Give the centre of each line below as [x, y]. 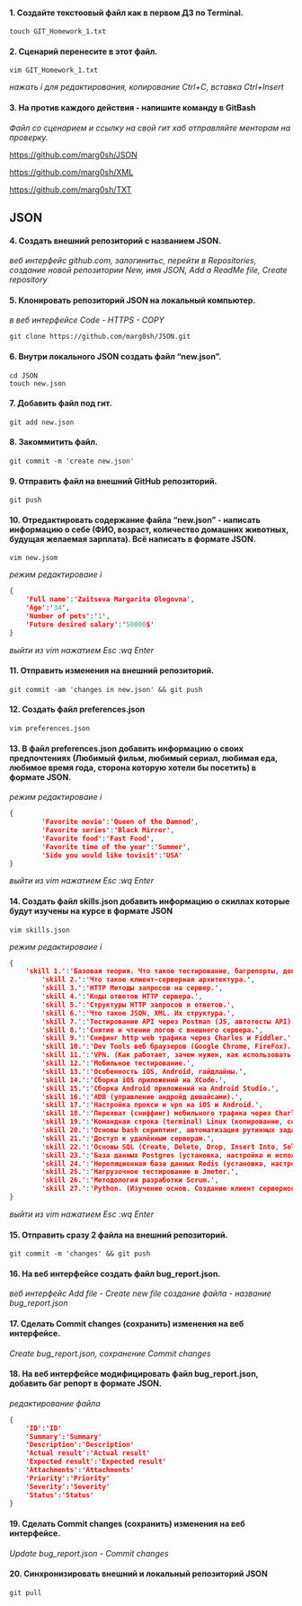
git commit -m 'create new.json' [72, 461]
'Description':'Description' [80, 1445]
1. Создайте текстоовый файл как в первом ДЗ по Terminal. [127, 13]
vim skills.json [40, 930]
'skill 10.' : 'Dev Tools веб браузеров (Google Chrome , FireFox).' [169, 1047]
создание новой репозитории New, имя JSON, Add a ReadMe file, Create [148, 271]
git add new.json [42, 422]
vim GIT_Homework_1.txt [54, 71]
